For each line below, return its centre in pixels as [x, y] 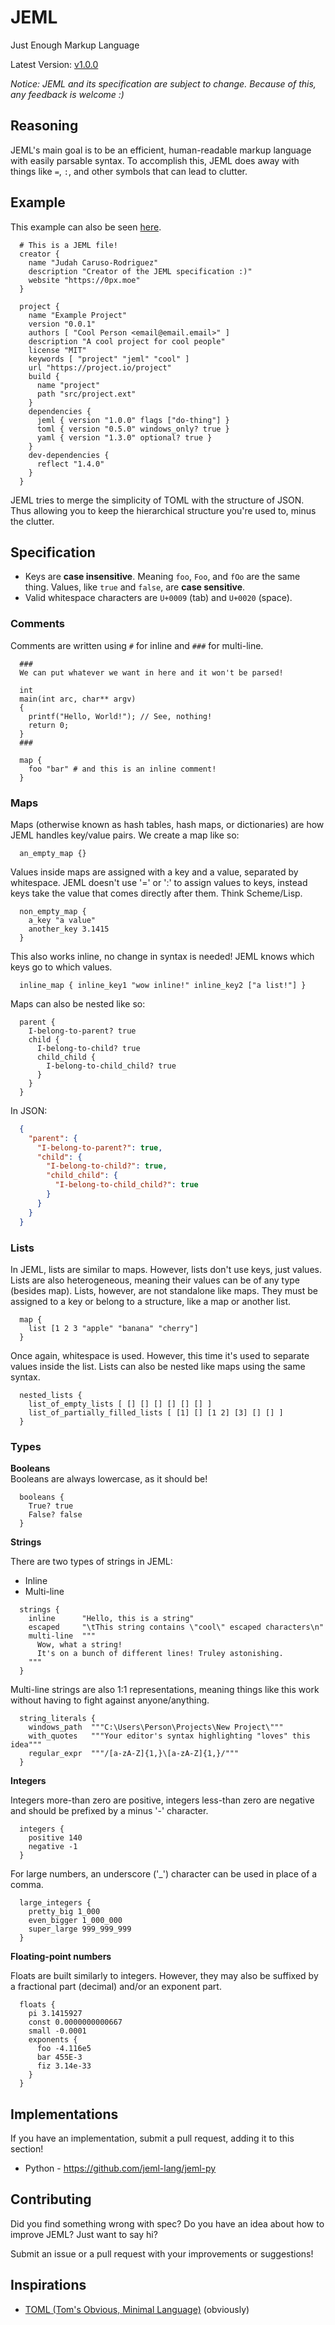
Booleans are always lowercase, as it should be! [109, 1479]
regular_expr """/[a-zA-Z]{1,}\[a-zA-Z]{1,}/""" [134, 1754]
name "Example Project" [78, 315]
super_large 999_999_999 [80, 1929]
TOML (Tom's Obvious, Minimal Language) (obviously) [137, 2309]
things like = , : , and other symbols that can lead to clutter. [129, 171]
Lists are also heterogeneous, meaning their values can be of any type [155, 1280]
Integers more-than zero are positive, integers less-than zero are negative [162, 1800]
